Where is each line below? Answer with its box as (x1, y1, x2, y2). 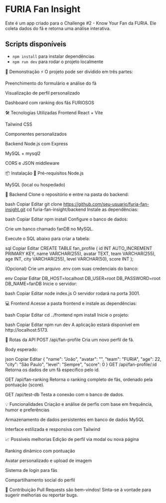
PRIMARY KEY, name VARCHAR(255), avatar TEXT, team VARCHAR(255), (5, 250, 156, 257)
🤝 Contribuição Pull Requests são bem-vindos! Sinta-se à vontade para (5, 486, 151, 492)
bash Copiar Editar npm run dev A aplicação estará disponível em (5, 322, 140, 328)
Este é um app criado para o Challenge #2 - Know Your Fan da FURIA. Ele (5, 20, 157, 26)
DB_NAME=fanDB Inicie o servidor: (5, 281, 77, 287)
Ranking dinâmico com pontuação (5, 447, 75, 454)
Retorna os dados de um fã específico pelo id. (5, 367, 100, 373)
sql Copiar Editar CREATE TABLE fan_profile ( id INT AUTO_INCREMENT (5, 245, 153, 251)
